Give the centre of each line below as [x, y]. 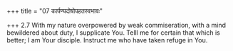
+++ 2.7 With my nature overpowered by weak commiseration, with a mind [116, 25]
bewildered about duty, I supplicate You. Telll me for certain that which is [113, 33]
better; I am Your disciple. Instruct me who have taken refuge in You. [107, 40]
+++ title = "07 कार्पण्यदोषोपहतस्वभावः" [55, 11]
